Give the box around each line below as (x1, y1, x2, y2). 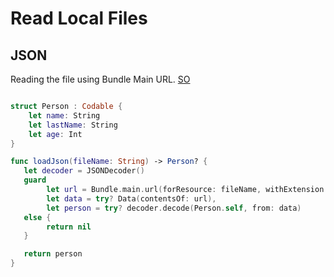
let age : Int (28, 129, 83, 139)
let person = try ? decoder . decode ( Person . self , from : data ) (46, 203, 302, 213)
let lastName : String (28, 120, 118, 130)
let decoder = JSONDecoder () (23, 166, 145, 176)
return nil (46, 222, 92, 232)
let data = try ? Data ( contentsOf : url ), (46, 193, 217, 204)
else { (23, 212, 52, 222)
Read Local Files (10, 7, 148, 30)
